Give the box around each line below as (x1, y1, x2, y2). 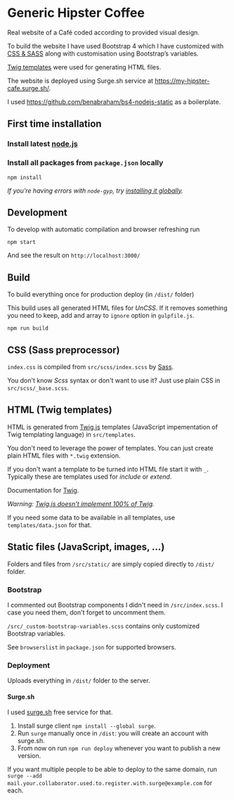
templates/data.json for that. (7, 520, 92, 529)
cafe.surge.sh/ (7, 84, 49, 92)
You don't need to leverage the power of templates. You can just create (7, 444, 214, 452)
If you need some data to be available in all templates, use (7, 513, 176, 522)
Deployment (7, 660, 51, 670)
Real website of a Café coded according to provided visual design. (7, 28, 200, 37)
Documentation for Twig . (7, 486, 79, 494)
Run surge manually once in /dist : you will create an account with (17, 729, 209, 737)
